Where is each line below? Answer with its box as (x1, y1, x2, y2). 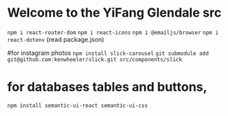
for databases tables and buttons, (7, 79, 208, 95)
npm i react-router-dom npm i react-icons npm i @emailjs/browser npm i (7, 29, 219, 36)
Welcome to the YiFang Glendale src (7, 5, 222, 21)
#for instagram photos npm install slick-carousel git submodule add (7, 49, 209, 57)
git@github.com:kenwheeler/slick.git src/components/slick (7, 56, 183, 63)
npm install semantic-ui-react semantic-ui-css (7, 102, 149, 109)
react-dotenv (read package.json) (7, 35, 105, 43)
